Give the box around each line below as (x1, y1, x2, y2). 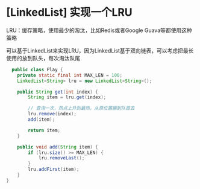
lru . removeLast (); (38, 155, 85, 161)
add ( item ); (28, 117, 55, 123)
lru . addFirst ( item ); (28, 167, 80, 173)
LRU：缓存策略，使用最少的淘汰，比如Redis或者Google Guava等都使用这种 (6, 27, 193, 34)
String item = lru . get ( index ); (28, 94, 107, 100)
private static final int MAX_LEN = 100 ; (17, 72, 122, 78)
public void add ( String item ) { (17, 144, 98, 150)
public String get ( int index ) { (17, 89, 98, 95)
